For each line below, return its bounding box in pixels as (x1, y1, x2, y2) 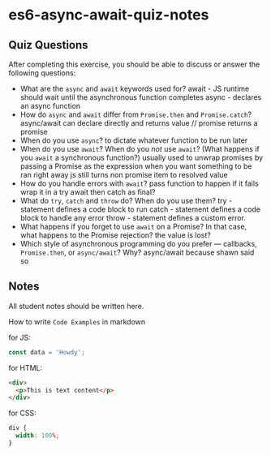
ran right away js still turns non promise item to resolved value (19, 170, 229, 179)
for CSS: (8, 408, 37, 419)
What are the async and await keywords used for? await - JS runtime (19, 84, 250, 93)
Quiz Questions (8, 38, 88, 52)
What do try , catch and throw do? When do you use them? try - (19, 196, 233, 205)
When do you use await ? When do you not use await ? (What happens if (19, 144, 260, 153)
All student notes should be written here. (8, 301, 144, 311)
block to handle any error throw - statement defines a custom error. (19, 213, 246, 222)
